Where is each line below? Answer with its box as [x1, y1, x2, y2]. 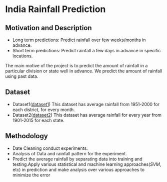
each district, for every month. [12, 107, 75, 113]
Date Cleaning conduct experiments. [12, 145, 88, 151]
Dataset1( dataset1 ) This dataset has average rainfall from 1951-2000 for [12, 101, 160, 107]
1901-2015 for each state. [12, 117, 65, 123]
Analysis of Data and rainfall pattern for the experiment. [12, 150, 127, 156]
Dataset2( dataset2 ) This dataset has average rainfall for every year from [12, 112, 161, 118]
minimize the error [12, 172, 50, 178]
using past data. [5, 73, 38, 79]
